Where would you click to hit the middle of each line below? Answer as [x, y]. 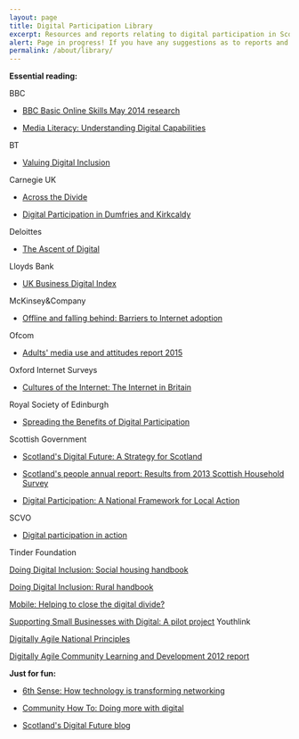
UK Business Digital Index [69, 284]
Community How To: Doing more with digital [103, 708]
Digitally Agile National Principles [70, 639]
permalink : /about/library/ [61, 51]
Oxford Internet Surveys [53, 370]
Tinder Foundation [43, 552]
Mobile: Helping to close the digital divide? [87, 604]
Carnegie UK [32, 180]
